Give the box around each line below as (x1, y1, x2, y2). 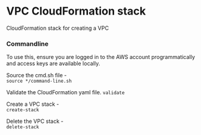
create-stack (6, 107, 39, 113)
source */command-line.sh (6, 78, 72, 85)
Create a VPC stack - (6, 100, 60, 108)
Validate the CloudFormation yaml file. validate (6, 89, 125, 96)
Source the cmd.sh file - (6, 72, 67, 79)
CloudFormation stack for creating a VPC (6, 24, 109, 32)
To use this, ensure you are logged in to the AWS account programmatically (6, 54, 196, 61)
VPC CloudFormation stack (6, 4, 146, 18)
